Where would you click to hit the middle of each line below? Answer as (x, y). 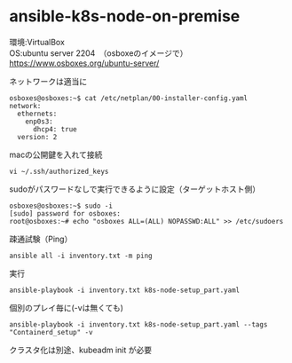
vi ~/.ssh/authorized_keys (59, 171)
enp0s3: (39, 122)
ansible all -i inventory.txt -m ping (81, 256)
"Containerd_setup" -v (51, 332)
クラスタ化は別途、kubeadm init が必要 (81, 350)
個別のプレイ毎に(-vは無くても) (67, 307)
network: (25, 106)
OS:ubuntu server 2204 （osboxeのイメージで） (99, 53)
